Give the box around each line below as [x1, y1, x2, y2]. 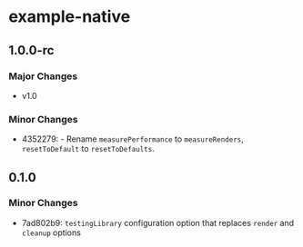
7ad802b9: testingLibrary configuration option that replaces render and [21, 217, 295, 228]
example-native [8, 6, 131, 27]
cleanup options [21, 227, 81, 238]
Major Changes [8, 70, 78, 83]
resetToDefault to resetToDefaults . [21, 143, 156, 154]
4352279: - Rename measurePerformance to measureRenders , [21, 133, 245, 144]
